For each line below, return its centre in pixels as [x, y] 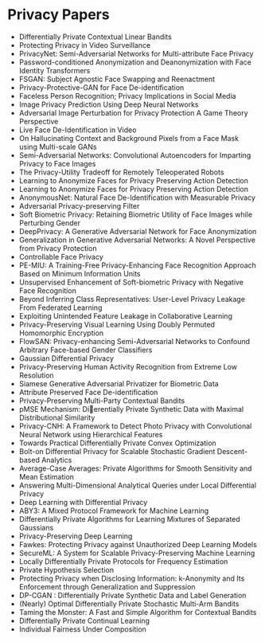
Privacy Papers [58, 15]
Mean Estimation [47, 476]
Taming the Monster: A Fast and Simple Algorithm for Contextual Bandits [138, 612]
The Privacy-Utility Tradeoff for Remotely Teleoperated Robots [121, 172]
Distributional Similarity [57, 417]
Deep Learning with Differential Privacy [83, 502]
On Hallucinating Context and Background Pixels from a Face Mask [129, 138]
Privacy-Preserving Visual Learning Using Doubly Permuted [117, 324]
